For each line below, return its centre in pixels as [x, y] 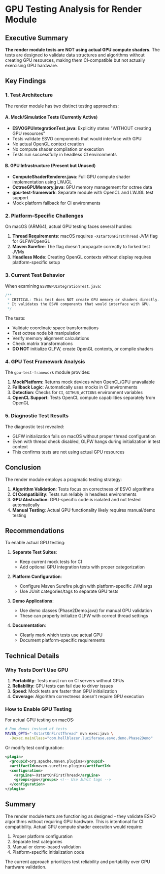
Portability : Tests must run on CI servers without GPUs [68, 681]
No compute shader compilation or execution [58, 149]
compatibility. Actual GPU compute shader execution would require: [74, 827]
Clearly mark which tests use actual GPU [61, 635]
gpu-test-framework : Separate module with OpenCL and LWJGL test [83, 193]
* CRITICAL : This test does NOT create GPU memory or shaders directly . [83, 300]
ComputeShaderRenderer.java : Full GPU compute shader [71, 177]
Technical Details [32, 656]
